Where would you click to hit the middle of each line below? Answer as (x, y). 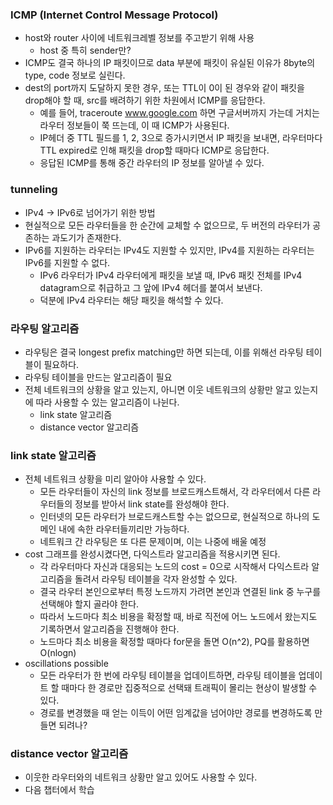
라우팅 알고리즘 (45, 328)
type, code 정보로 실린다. (75, 75)
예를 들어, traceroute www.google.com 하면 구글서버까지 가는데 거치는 (179, 113)
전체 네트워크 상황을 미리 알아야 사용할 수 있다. (115, 479)
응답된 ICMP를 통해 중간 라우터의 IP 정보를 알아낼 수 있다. (152, 163)
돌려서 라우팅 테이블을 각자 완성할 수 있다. (156, 579)
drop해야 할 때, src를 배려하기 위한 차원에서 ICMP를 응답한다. (145, 100)
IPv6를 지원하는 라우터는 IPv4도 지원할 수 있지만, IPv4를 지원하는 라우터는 (169, 250)
